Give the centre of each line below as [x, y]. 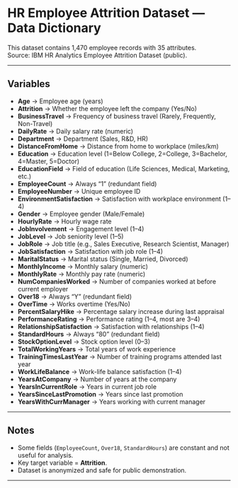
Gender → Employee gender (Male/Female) [81, 214]
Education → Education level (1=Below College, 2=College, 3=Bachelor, [123, 153]
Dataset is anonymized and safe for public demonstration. [102, 470]
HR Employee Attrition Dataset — [106, 13]
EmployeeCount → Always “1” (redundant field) [87, 184]
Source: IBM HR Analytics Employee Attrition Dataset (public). [97, 55]
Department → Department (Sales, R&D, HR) [83, 139]
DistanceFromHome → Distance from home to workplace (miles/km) [118, 146]
